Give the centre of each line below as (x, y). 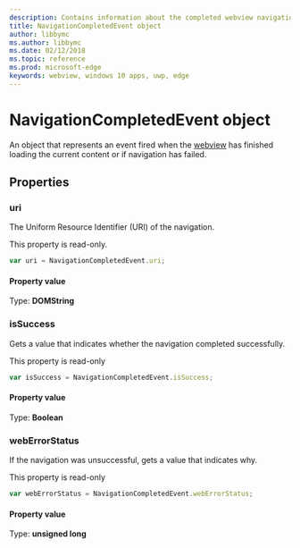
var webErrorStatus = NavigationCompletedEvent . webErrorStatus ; (131, 494)
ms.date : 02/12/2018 (48, 51)
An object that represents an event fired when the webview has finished (142, 145)
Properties (39, 183)
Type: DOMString (42, 301)
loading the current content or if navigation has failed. (108, 154)
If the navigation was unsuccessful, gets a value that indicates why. (133, 460)
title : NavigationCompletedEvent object (86, 26)
